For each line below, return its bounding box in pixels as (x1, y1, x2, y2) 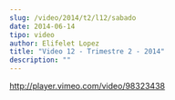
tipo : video (9, 30, 55, 39)
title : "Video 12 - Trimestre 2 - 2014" (9, 47, 166, 56)
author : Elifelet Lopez (9, 38, 100, 48)
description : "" (9, 55, 71, 65)
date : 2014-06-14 (9, 22, 76, 31)
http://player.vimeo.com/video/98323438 (9, 81, 166, 91)
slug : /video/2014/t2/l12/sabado (9, 13, 137, 23)
